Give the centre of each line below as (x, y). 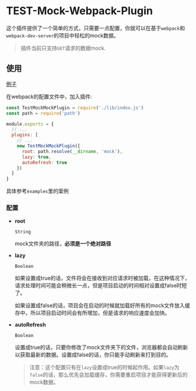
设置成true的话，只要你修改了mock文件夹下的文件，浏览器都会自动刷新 (101, 347)
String (23, 232)
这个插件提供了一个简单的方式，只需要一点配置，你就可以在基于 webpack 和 (96, 28)
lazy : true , (36, 157)
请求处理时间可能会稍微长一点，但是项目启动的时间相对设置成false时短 (101, 286)
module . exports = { (30, 124)
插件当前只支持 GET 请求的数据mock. (63, 48)
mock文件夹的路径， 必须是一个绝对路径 (63, 243)
